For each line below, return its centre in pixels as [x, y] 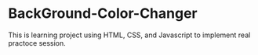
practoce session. [37, 43]
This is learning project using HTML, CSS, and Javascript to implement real [129, 35]
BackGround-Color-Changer [103, 14]
